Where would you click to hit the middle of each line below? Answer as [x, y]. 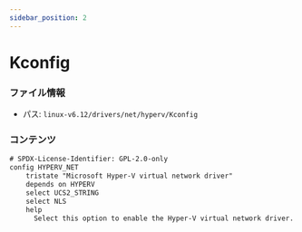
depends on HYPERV [60, 185]
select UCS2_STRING [63, 193]
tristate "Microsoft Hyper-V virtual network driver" [129, 176]
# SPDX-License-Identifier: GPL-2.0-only [89, 159]
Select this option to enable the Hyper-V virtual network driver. [164, 218]
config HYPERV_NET [44, 168]
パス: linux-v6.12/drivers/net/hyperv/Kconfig [110, 114]
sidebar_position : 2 [49, 18]
